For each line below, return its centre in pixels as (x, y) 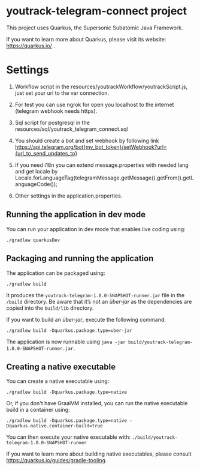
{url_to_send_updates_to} (46, 153)
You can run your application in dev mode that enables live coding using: (96, 229)
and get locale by (36, 171)
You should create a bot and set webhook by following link (87, 140)
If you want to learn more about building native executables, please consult (99, 454)
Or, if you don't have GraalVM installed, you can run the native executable (97, 403)
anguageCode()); (36, 184)
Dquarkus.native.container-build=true (54, 426)
